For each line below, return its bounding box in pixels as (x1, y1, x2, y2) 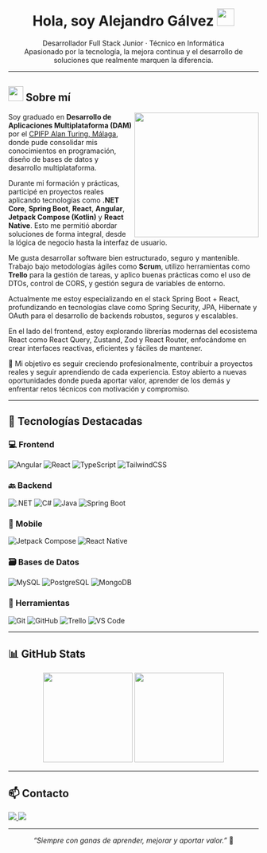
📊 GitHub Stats (8, 647, 86, 661)
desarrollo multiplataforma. (8, 163, 97, 172)
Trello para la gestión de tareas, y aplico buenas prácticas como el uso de (8, 269, 251, 279)
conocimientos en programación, (8, 146, 117, 155)
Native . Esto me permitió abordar (8, 220, 118, 230)
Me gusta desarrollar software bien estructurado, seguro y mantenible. (8, 253, 240, 262)
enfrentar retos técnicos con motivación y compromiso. (8, 383, 190, 394)
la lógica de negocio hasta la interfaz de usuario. (8, 238, 168, 247)
